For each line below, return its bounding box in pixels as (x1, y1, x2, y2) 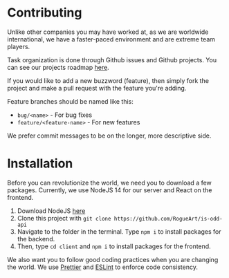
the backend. (17, 234, 55, 243)
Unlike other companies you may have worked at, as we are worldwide (7, 28, 209, 36)
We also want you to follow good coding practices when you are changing (7, 255, 219, 263)
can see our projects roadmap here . (7, 63, 109, 71)
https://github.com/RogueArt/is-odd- (113, 215, 223, 222)
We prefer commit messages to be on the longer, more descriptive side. (7, 131, 212, 140)
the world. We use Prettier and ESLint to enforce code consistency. (7, 263, 199, 271)
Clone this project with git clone (17, 214, 111, 222)
